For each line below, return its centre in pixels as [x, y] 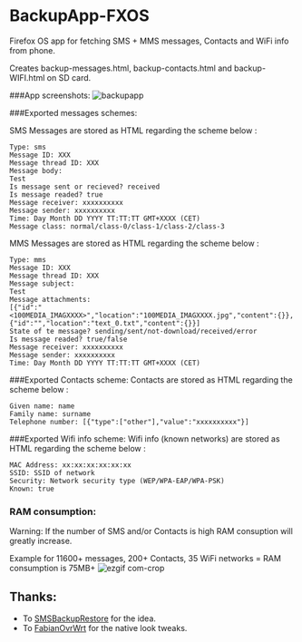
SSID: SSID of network [52, 472]
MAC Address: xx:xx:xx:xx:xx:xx [70, 465]
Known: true [32, 489]
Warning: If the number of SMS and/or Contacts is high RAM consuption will [151, 531]
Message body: [36, 170]
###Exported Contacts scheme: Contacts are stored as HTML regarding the [151, 379]
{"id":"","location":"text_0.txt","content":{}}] [105, 323]
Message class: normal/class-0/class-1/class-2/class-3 [117, 226]
